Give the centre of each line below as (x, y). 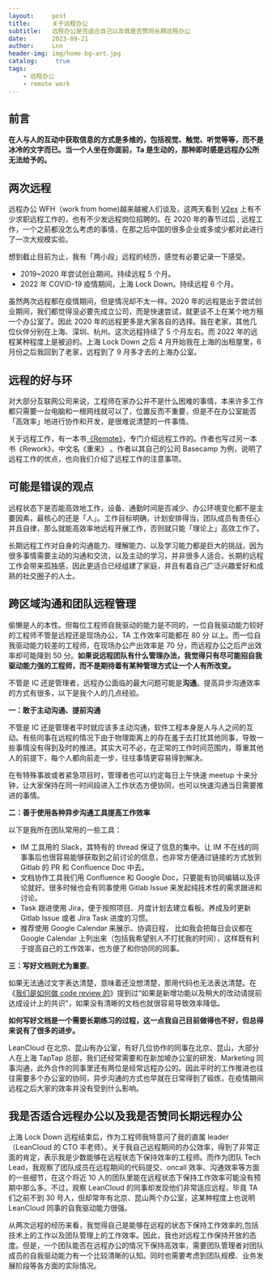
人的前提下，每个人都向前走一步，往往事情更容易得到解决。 (108, 757)
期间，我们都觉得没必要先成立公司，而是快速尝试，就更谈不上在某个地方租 (139, 311)
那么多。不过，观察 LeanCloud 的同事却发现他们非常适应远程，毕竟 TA (140, 1188)
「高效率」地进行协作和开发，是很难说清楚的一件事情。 (100, 421)
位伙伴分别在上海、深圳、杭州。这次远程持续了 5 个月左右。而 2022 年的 (130, 332)
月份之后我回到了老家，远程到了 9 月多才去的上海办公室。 (105, 352)
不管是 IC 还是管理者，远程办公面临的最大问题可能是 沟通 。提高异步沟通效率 (134, 683)
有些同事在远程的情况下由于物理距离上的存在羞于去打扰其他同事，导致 (139, 737)
